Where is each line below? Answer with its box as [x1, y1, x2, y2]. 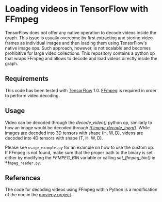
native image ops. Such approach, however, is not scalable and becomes [5, 45, 151, 51]
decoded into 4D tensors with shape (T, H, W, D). [5, 135, 103, 141]
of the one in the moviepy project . [5, 192, 73, 198]
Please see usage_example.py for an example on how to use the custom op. [5, 144, 154, 150]
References [5, 173, 41, 182]
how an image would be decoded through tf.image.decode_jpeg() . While [5, 124, 150, 130]
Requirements [5, 75, 49, 83]
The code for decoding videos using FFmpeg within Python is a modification [5, 186, 158, 192]
